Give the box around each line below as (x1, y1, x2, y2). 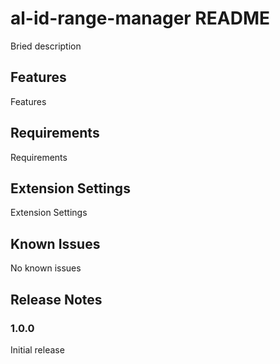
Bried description (10, 40, 82, 52)
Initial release (10, 343, 65, 356)
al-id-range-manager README (10, 7, 270, 30)
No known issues (10, 262, 82, 274)
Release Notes (10, 291, 103, 308)
